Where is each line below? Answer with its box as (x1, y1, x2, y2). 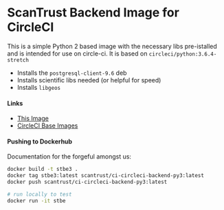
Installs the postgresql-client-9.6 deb (16, 69, 127, 77)
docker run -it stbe (7, 197, 67, 204)
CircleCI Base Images (16, 121, 78, 130)
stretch (7, 56, 30, 63)
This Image (16, 115, 49, 123)
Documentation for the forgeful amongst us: (7, 152, 132, 161)
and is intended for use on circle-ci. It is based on (7, 49, 148, 58)
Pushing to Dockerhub (7, 137, 73, 145)
